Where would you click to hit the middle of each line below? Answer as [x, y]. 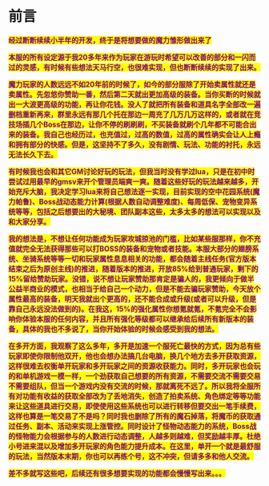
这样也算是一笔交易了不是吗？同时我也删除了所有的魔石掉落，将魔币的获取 [131, 416]
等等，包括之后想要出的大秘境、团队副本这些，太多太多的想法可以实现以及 [138, 211]
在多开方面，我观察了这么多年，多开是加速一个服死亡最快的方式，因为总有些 [134, 346]
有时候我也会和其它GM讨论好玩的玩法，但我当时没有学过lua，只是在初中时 [132, 171]
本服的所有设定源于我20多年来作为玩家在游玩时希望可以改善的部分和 [122, 57]
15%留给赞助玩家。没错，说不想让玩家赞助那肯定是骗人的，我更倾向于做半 [131, 278]
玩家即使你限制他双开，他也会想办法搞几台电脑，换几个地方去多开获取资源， [134, 356]
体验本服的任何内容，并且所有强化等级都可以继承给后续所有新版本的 [134, 318]
